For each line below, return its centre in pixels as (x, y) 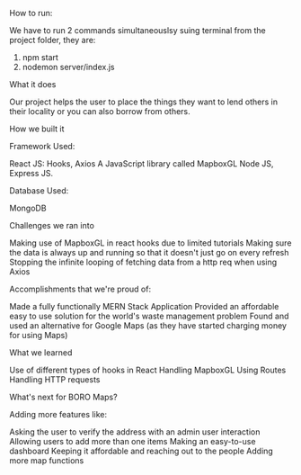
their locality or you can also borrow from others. (100, 111)
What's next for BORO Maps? (64, 397)
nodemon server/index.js (68, 67)
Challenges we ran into (52, 225)
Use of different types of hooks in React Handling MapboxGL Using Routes (148, 370)
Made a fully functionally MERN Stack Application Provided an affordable (144, 306)
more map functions (47, 461)
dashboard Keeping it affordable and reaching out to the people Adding (142, 451)
